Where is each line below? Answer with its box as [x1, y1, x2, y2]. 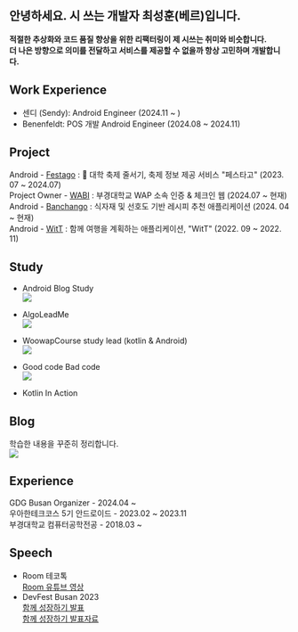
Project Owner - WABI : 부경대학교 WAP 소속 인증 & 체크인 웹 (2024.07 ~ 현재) [9, 190, 287, 201]
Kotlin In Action [21, 388, 78, 398]
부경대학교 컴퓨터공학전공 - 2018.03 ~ [9, 519, 142, 529]
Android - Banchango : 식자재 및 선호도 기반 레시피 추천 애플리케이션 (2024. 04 [9, 201, 290, 212]
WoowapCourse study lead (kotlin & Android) [21, 335, 189, 346]
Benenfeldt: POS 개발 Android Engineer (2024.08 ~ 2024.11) [21, 119, 241, 129]
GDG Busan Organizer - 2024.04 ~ [9, 497, 136, 508]
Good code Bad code [21, 362, 101, 373]
